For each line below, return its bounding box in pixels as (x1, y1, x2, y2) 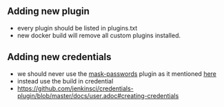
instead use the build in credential (17, 77, 114, 85)
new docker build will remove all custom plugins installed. (17, 31, 181, 39)
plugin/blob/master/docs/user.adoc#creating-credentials (17, 91, 179, 99)
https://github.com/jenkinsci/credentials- (17, 84, 134, 93)
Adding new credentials (7, 51, 112, 63)
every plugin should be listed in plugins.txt (17, 23, 138, 32)
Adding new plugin (7, 6, 90, 17)
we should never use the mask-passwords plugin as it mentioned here (17, 69, 217, 78)
